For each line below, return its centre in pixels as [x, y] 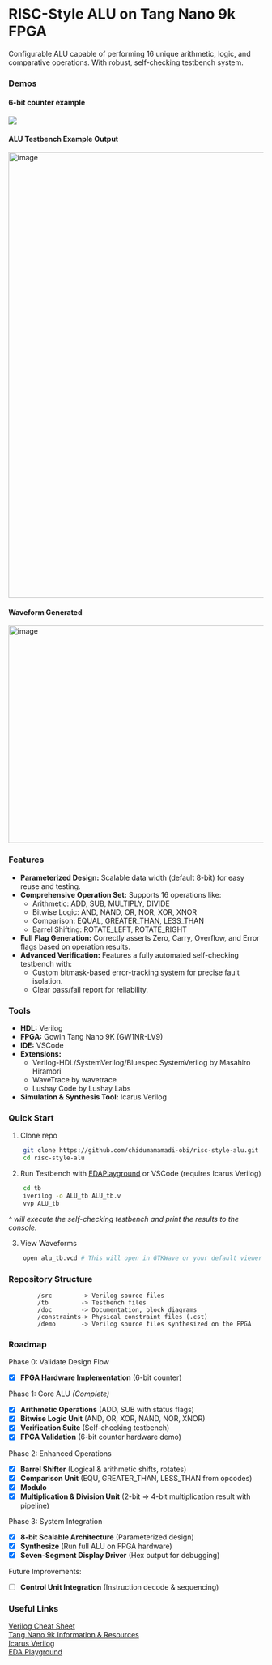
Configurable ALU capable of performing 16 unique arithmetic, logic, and [130, 53]
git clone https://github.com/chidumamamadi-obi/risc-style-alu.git [141, 1151]
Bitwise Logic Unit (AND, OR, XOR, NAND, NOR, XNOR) [113, 1419]
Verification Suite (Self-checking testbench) [95, 1428]
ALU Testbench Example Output [64, 139]
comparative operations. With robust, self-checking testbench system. [126, 62]
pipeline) [35, 1505]
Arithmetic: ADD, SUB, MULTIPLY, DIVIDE [101, 903]
